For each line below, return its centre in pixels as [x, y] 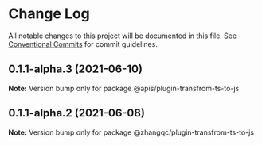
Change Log [49, 14]
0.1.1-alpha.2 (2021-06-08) [77, 113]
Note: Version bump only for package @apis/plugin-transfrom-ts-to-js [124, 88]
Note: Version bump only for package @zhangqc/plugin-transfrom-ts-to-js [131, 132]
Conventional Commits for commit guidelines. [83, 44]
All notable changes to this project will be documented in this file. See [123, 36]
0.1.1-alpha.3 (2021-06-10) [76, 69]
